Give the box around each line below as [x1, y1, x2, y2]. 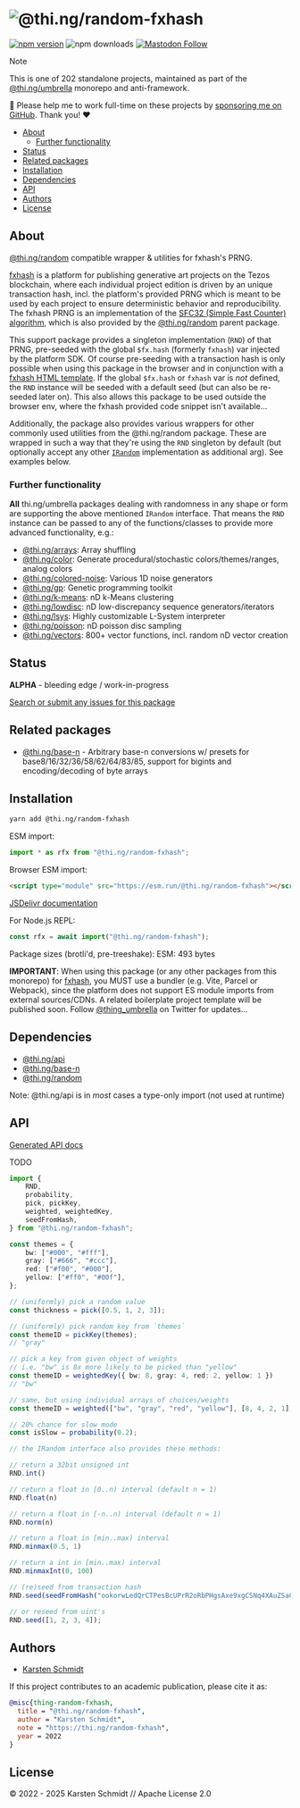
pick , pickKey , [25, 1199, 82, 1208]
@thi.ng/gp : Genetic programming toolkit [21, 582, 173, 593]
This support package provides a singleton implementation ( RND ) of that [9, 334, 272, 345]
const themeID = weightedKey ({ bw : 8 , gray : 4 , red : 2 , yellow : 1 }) [9, 1371, 274, 1380]
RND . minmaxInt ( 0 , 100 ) [9, 1567, 94, 1576]
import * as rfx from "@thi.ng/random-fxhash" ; [9, 849, 190, 858]
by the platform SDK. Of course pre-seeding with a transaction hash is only [9, 353, 286, 364]
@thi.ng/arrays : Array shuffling [21, 545, 137, 556]
